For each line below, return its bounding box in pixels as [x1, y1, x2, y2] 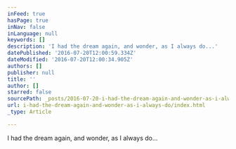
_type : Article [7, 108, 52, 115]
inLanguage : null [7, 30, 58, 37]
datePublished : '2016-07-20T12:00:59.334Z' [7, 50, 137, 57]
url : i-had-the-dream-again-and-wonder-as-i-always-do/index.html [7, 102, 206, 109]
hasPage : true [7, 17, 49, 24]
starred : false [7, 89, 52, 96]
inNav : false [7, 23, 46, 30]
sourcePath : [7, 96, 42, 103]
